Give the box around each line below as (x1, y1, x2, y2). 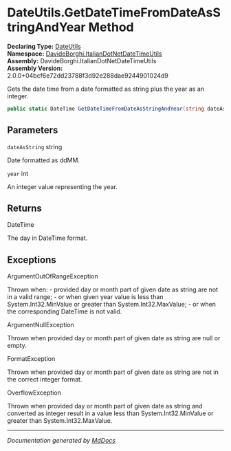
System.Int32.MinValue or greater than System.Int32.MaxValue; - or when (7, 300, 217, 309)
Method (88, 19, 134, 35)
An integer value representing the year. (7, 182, 118, 190)
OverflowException (7, 388, 62, 397)
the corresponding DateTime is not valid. (7, 307, 122, 316)
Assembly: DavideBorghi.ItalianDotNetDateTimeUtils (7, 56, 157, 65)
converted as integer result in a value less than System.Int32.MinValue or (7, 409, 214, 417)
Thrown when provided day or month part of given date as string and (7, 402, 203, 410)
